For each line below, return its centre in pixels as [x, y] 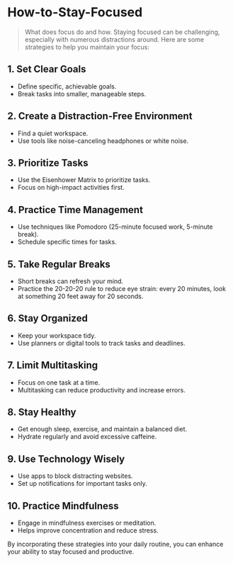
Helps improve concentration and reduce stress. [88, 530]
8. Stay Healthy [42, 413]
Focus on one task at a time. [59, 382]
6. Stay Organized [48, 318]
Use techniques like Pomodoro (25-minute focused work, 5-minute [115, 227]
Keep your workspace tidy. [57, 335]
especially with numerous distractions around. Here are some [114, 39]
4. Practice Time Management [75, 210]
